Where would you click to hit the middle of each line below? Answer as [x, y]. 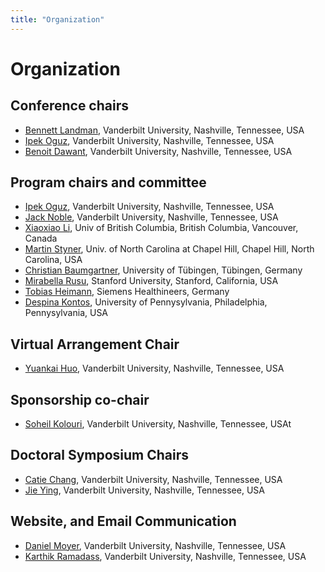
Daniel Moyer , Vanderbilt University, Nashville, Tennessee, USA [155, 545]
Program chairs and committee [108, 182]
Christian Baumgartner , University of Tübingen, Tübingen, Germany [163, 270]
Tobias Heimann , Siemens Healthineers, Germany [127, 292]
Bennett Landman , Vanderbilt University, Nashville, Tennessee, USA [164, 130]
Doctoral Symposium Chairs [100, 455]
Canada [41, 238]
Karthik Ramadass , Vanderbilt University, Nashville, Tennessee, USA [165, 556]
